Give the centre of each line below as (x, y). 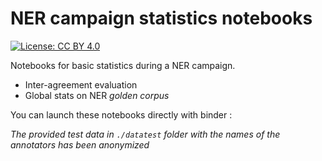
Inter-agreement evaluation (81, 84)
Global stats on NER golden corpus (97, 95)
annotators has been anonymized (80, 144)
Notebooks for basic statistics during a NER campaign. (123, 65)
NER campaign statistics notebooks (161, 18)
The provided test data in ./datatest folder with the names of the (145, 134)
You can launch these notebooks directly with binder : (121, 114)
